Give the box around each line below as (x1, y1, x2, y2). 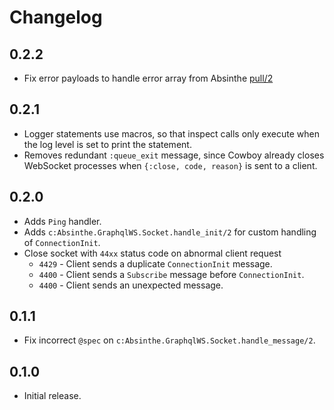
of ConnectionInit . (23, 236, 101, 248)
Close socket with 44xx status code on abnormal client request (23, 247, 282, 259)
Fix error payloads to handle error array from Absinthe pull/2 (23, 72, 274, 84)
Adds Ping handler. (23, 215, 102, 227)
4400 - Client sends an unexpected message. (38, 279, 224, 291)
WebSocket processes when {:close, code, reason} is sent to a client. (23, 159, 318, 171)
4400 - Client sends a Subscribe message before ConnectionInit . (38, 268, 305, 280)
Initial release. (23, 390, 82, 402)
